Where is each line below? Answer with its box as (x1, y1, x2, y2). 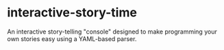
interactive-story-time (7, 5, 137, 21)
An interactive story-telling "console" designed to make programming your (7, 27, 217, 36)
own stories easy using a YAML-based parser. (7, 34, 137, 42)
